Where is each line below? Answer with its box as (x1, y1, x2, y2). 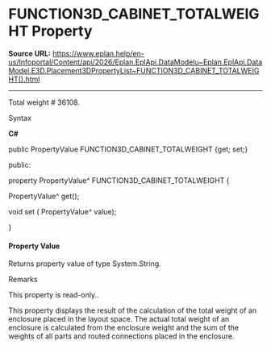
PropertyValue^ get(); (8, 191, 80, 201)
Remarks (8, 275, 38, 285)
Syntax (8, 113, 32, 123)
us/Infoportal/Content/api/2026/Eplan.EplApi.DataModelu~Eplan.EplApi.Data (8, 57, 263, 67)
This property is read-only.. (8, 290, 99, 300)
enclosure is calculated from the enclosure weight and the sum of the (8, 323, 240, 333)
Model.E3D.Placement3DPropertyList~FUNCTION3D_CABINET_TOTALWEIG (8, 65, 260, 75)
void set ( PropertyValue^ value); (8, 206, 117, 216)
